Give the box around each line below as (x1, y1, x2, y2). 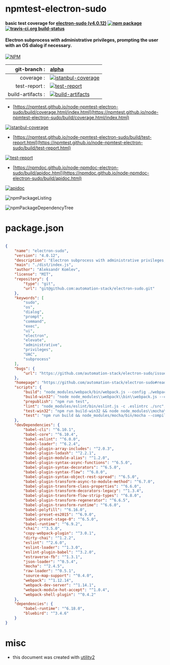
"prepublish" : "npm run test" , (23, 399, 90, 404)
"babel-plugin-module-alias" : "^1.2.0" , (23, 455, 110, 461)
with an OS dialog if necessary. (5, 43, 72, 49)
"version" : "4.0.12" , (14, 253, 60, 258)
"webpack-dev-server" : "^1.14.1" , (23, 582, 96, 588)
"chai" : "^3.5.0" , (23, 526, 62, 531)
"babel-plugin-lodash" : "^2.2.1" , (23, 451, 96, 456)
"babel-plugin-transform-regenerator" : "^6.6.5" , (23, 498, 130, 503)
